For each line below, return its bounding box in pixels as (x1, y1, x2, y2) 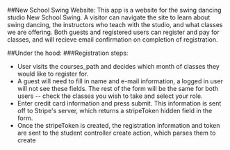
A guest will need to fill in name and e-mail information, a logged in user (17, 77, 224, 85)
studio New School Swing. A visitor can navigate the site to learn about (7, 13, 211, 22)
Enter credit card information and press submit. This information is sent (17, 99, 222, 107)
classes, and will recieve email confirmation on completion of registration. (7, 35, 218, 44)
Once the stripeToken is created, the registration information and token (17, 122, 220, 129)
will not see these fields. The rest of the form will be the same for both (17, 85, 219, 92)
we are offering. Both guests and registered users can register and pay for (7, 28, 220, 36)
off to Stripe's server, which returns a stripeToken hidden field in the (17, 107, 213, 115)
